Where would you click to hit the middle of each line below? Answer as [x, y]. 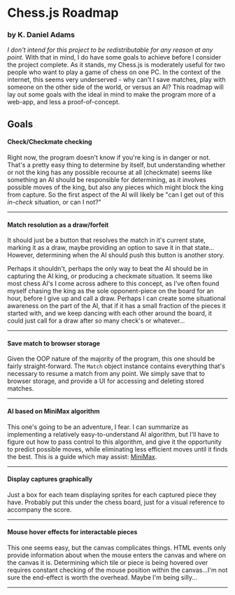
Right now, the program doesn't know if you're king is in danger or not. [109, 157]
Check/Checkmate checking [50, 142]
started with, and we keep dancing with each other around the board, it [109, 314]
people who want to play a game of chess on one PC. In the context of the [114, 72]
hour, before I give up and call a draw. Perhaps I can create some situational [116, 298]
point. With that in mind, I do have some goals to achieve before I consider [114, 57]
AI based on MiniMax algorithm [54, 412]
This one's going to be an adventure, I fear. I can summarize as [98, 427]
